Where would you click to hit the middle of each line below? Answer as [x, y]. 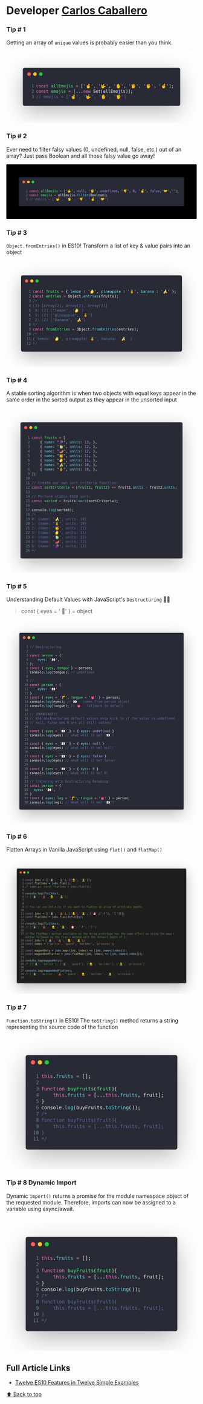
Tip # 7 [17, 1007]
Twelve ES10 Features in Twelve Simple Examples [77, 1383]
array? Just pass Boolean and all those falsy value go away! [81, 156]
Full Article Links [38, 1368]
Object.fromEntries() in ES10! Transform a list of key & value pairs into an [98, 246]
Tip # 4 [17, 380]
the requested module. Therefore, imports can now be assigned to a [91, 1202]
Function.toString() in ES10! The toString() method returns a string [92, 1021]
